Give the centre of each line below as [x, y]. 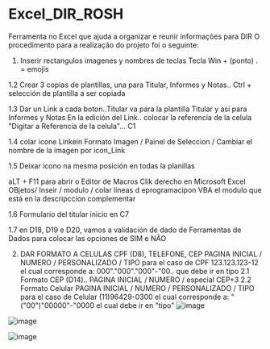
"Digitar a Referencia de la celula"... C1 [72, 126]
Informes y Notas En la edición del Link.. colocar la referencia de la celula [130, 117]
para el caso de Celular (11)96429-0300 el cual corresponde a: [125, 297]
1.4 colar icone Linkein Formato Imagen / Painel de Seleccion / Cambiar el [130, 141]
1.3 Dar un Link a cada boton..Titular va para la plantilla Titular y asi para [128, 109]
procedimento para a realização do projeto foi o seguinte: [104, 44]
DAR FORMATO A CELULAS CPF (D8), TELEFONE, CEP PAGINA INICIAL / [141, 254]
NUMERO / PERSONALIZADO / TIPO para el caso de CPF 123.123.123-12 [139, 262]
